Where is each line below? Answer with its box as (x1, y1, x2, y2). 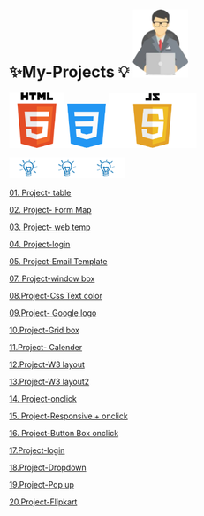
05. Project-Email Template (9, 255, 108, 266)
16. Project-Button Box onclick (9, 427, 119, 438)
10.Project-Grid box (9, 324, 79, 335)
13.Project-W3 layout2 (9, 376, 90, 387)
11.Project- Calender (9, 341, 82, 352)
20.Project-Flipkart (9, 496, 78, 507)
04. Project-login (9, 238, 71, 249)
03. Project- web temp (9, 222, 91, 232)
